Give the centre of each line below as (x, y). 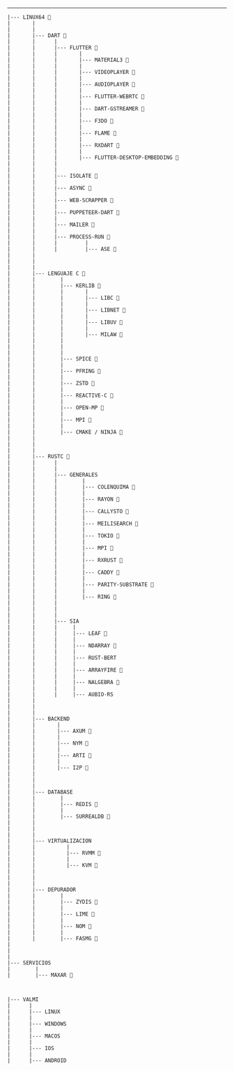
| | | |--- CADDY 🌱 (63, 572)
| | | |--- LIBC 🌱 (63, 298)
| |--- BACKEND (39, 719)
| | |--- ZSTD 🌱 (51, 383)
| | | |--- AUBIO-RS (60, 694)
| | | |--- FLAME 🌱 (62, 133)
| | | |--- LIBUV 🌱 (65, 322)
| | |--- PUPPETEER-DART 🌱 (63, 213)
